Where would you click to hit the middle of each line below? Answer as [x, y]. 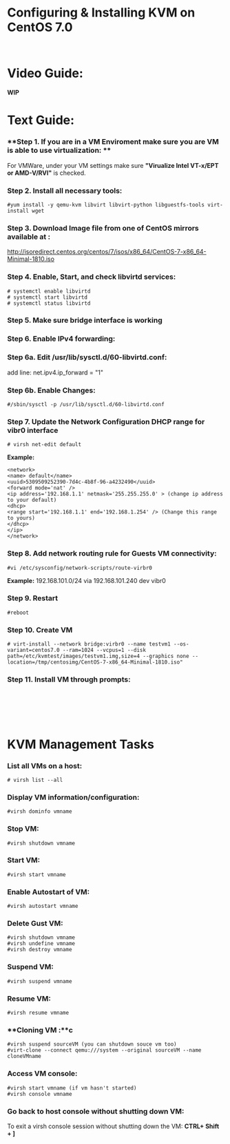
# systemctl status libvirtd [49, 303]
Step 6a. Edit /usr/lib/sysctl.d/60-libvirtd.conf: [87, 357]
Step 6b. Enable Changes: [51, 390]
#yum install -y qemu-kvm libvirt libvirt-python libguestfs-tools [106, 204]
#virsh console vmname [40, 1094]
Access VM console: [42, 1074]
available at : [29, 237]
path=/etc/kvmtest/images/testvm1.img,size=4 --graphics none [98, 656]
